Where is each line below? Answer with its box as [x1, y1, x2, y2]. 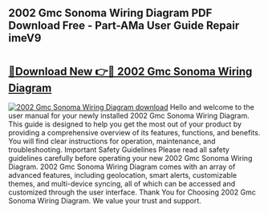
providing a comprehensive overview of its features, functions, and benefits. [8, 128, 261, 137]
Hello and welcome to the [169, 102, 254, 111]
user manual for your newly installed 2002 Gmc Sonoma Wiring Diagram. [8, 111, 250, 120]
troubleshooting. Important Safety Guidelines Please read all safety [8, 145, 230, 155]
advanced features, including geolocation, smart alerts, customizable [8, 171, 238, 179]
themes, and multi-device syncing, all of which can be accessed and [8, 179, 236, 188]
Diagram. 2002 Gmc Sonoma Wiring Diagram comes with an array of [8, 162, 236, 171]
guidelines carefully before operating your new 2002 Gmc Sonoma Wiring [8, 154, 253, 163]
